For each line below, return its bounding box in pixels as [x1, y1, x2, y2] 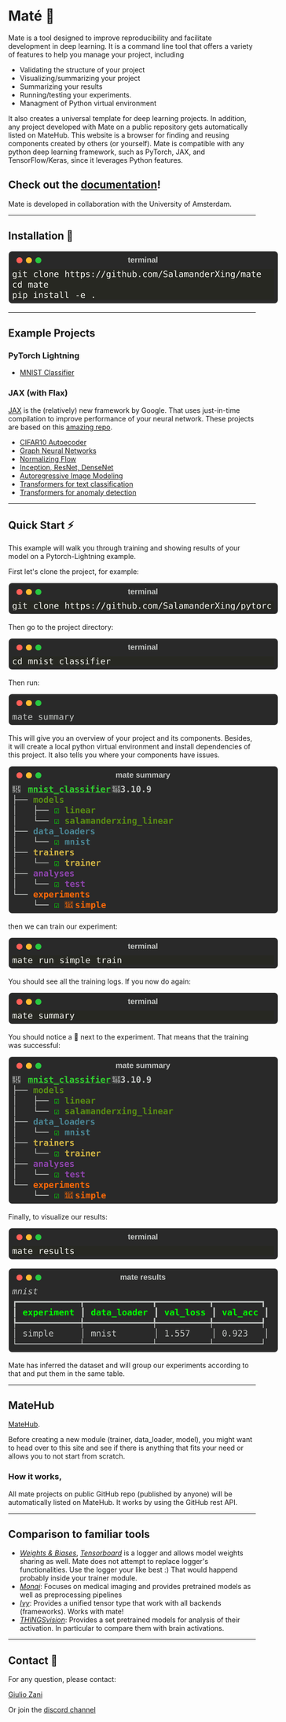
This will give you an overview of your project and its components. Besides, [8, 734, 253, 743]
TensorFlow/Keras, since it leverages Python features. [8, 155, 183, 164]
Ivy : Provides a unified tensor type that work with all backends [19, 1599, 222, 1608]
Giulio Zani [8, 1690, 43, 1699]
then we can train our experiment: [8, 922, 118, 931]
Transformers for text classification [19, 479, 134, 488]
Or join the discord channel [8, 1705, 96, 1715]
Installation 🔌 [8, 230, 74, 243]
